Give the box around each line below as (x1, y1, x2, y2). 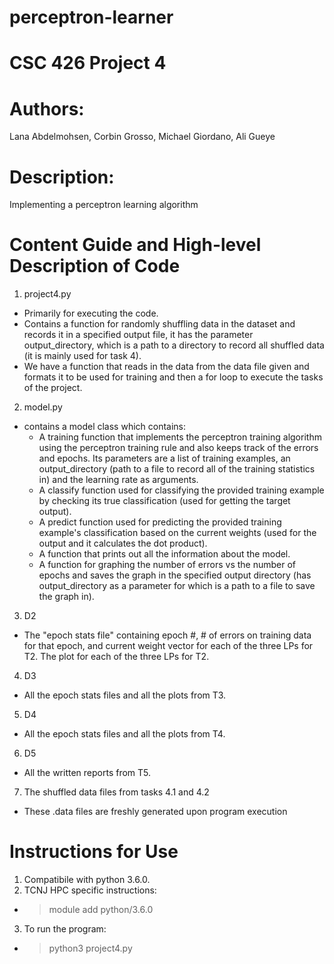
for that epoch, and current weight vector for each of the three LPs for (23, 640, 314, 652)
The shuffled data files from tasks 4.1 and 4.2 (23, 786, 210, 798)
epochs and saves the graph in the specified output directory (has (38, 569, 312, 581)
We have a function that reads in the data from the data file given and (23, 361, 310, 373)
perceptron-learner (9, 6, 174, 29)
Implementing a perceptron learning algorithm (9, 199, 199, 211)
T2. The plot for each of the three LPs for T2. (23, 651, 210, 663)
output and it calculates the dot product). (38, 537, 208, 550)
